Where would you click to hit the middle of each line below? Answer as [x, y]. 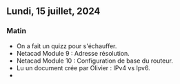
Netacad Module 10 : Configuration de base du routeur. [94, 61]
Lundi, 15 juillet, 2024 [53, 11]
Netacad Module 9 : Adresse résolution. [73, 53]
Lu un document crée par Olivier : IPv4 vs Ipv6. [83, 67]
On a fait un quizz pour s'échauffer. [67, 46]
